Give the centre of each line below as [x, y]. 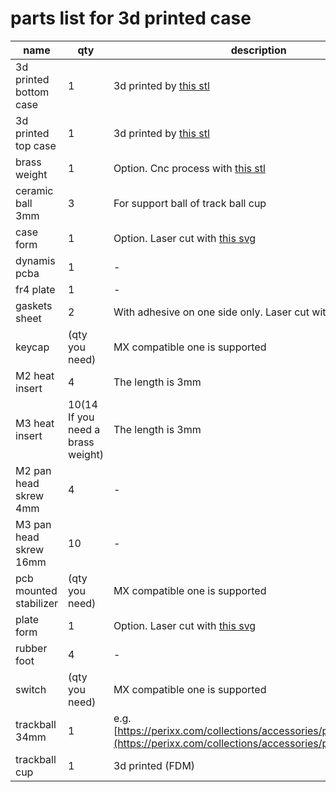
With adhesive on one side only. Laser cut [211, 312]
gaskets [34, 305]
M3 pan [33, 524]
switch [31, 689]
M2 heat [35, 375]
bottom [32, 92]
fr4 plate [35, 289]
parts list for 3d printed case [131, 18]
